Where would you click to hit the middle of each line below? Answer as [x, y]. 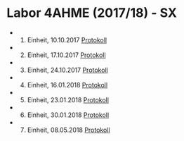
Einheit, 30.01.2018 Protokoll [68, 115]
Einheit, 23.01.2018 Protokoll [68, 99]
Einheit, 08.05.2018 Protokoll [68, 130]
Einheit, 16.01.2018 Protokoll [67, 85]
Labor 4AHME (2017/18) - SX [92, 13]
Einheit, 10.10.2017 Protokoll [67, 39]
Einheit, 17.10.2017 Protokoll [66, 55]
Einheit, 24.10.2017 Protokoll [67, 70]
